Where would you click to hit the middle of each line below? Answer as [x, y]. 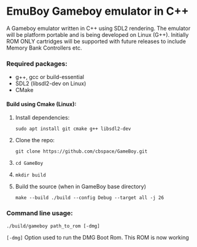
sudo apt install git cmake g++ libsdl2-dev [73, 129]
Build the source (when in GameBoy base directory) [80, 187]
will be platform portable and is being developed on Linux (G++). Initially [98, 34]
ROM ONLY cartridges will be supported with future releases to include [96, 41]
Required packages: [37, 64]
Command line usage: [40, 213]
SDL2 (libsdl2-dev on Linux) [51, 83]
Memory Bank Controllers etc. [44, 48]
